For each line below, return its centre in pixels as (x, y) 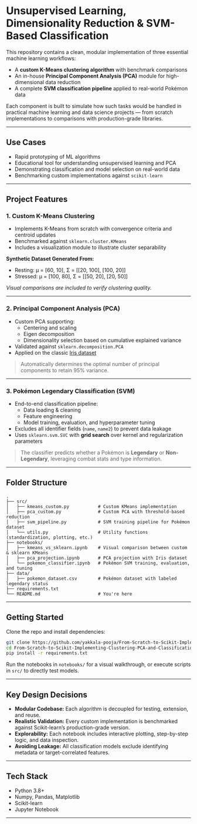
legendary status (27, 583)
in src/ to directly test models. (43, 671)
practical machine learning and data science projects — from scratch (89, 112)
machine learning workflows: (41, 58)
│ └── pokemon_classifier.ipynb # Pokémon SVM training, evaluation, (98, 563)
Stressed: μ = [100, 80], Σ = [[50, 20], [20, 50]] (71, 277)
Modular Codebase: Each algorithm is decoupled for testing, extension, (101, 709)
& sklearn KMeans (27, 553)
